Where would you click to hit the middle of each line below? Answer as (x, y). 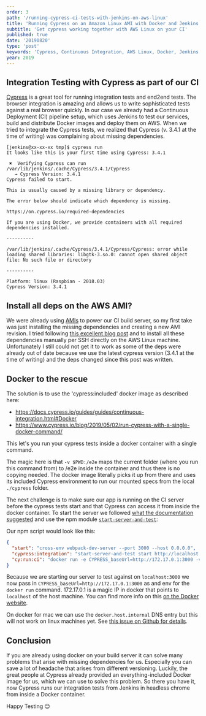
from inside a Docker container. (46, 695)
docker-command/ (39, 432)
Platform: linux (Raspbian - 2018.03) (56, 282)
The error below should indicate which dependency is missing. (89, 201)
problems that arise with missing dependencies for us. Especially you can (99, 662)
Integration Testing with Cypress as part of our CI (103, 82)
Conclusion (29, 640)
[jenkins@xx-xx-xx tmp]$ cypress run (55, 148)
